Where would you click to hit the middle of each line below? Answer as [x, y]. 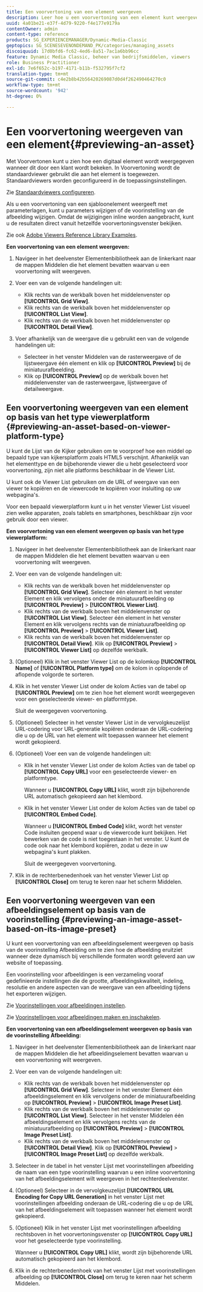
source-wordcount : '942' [37, 91]
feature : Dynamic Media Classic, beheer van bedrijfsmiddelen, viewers [98, 57]
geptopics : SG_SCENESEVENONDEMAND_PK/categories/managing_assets [90, 46]
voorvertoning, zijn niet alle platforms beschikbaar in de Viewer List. [91, 470]
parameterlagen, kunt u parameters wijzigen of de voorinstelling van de [95, 210]
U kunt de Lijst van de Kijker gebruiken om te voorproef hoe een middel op [99, 451]
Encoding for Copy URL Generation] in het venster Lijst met [90, 1197]
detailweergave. [44, 389]
